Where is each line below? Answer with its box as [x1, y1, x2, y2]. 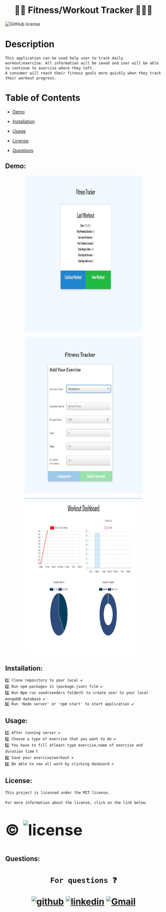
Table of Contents [5, 92, 81, 104]
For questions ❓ [50, 876, 117, 886]
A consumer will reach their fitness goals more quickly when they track [5, 70, 162, 75]
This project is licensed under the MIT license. [5, 790, 110, 796]
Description [5, 38, 55, 50]
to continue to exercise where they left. [5, 65, 94, 70]
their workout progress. [5, 75, 57, 80]
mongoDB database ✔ [5, 697, 46, 702]
